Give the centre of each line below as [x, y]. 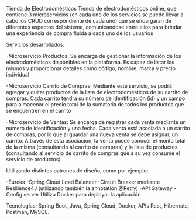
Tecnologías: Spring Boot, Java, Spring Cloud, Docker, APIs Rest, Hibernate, [98, 206]
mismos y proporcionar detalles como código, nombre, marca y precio [91, 68]
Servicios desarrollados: [35, 44]
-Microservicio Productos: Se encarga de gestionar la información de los [94, 56]
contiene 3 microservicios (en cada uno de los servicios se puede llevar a [95, 15]
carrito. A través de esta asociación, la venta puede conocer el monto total [96, 141]
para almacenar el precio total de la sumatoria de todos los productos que [95, 104]
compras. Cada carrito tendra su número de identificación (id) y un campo [96, 98]
